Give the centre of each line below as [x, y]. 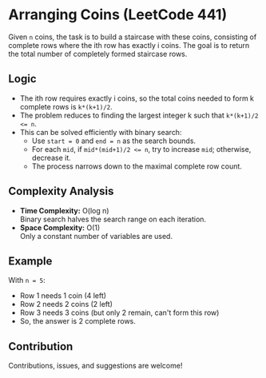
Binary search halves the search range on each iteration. [113, 219]
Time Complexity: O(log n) [64, 210]
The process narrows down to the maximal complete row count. [137, 166]
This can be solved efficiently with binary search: [101, 132]
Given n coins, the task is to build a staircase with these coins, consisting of [133, 37]
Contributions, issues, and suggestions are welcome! [95, 366]
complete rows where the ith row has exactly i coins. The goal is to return [129, 45]
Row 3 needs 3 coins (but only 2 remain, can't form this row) [119, 312]
